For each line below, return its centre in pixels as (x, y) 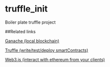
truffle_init (27, 9)
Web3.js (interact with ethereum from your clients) (55, 59)
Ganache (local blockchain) (32, 41)
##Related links (21, 31)
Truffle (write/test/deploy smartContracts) (47, 50)
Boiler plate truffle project (30, 22)
